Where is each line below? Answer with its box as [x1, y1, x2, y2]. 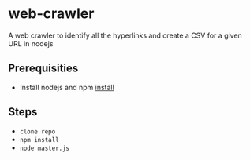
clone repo [19, 127, 56, 136]
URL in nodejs [8, 38, 54, 48]
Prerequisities [8, 62, 79, 75]
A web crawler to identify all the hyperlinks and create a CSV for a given [8, 31, 242, 40]
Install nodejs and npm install [19, 82, 114, 92]
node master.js [19, 144, 70, 152]
